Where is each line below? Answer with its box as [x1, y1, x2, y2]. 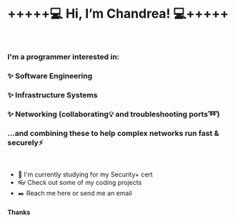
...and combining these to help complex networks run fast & [7, 128, 219, 138]
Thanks [7, 208, 31, 216]
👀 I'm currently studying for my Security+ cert [17, 170, 154, 179]
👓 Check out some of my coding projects [17, 178, 142, 186]
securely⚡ [7, 137, 44, 147]
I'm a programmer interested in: [7, 51, 120, 61]
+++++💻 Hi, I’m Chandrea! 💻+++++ [7, 6, 229, 22]
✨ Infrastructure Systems [7, 90, 98, 100]
